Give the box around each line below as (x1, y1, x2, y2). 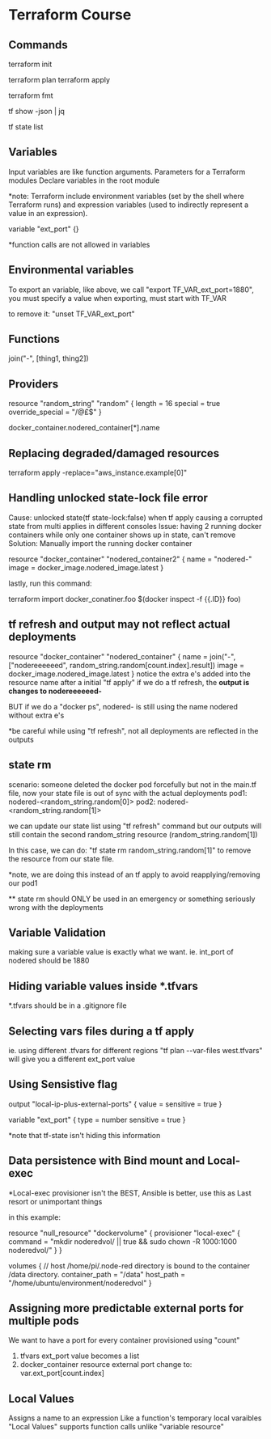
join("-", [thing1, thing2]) (8, 353, 89, 363)
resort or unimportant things (8, 1196, 103, 1206)
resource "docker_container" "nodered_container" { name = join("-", (8, 651, 236, 661)
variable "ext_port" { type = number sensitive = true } (8, 1115, 186, 1124)
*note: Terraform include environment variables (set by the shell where (8, 191, 244, 201)
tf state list (8, 122, 44, 131)
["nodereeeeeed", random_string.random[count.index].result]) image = (8, 660, 245, 670)
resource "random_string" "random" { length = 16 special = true (8, 399, 221, 408)
